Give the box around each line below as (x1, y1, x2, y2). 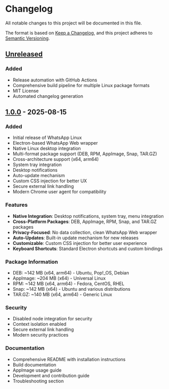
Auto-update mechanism (12, 173, 65, 179)
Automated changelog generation (12, 93, 83, 99)
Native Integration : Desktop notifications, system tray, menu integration (12, 213, 164, 219)
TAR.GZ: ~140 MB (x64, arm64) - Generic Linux (12, 291, 112, 297)
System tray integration (12, 161, 62, 168)
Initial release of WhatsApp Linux (12, 134, 82, 141)
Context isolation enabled (12, 321, 67, 327)
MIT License (12, 88, 39, 94)
